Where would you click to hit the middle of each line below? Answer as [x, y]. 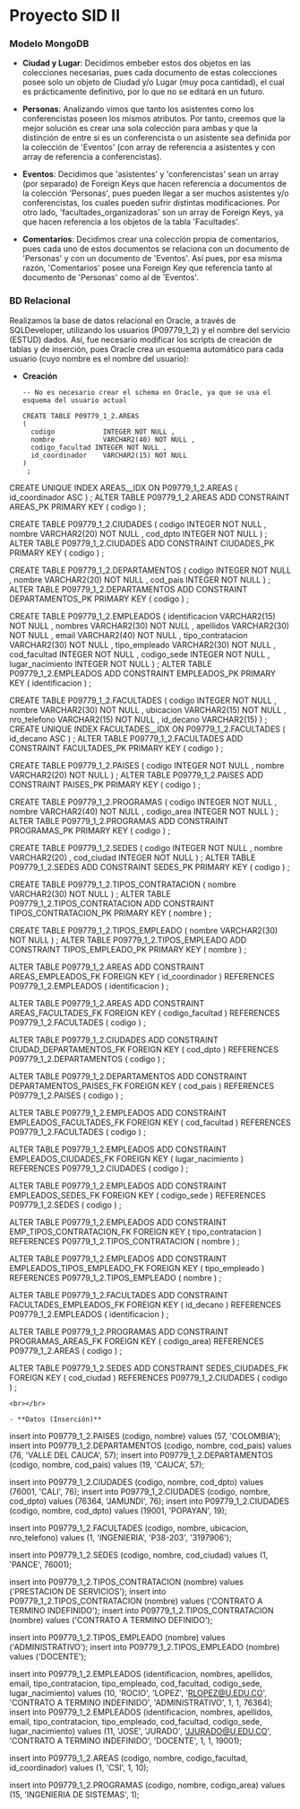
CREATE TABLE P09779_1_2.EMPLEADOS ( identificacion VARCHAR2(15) [142, 616]
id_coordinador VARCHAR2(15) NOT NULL [109, 455]
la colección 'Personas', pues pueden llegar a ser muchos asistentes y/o [155, 193]
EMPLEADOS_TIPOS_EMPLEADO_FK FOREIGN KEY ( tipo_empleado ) [137, 1268]
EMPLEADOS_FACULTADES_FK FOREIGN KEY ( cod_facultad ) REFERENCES [150, 1122]
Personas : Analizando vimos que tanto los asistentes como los [138, 110]
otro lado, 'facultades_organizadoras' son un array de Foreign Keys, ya [153, 213]
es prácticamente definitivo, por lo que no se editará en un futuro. [144, 92]
